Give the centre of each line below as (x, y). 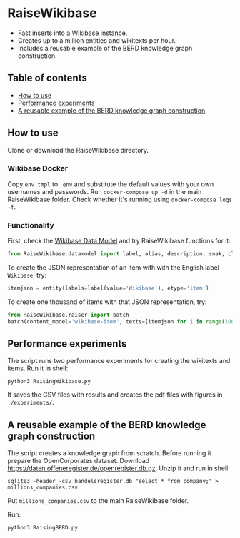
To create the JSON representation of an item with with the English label (114, 268)
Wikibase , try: (27, 275)
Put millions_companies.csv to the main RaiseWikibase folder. (98, 501)
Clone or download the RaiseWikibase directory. (78, 150)
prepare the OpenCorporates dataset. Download (79, 461)
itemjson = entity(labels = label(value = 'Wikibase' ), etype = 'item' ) (108, 288)
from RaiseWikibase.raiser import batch (69, 315)
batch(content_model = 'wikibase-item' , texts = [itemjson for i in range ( (116, 321)
